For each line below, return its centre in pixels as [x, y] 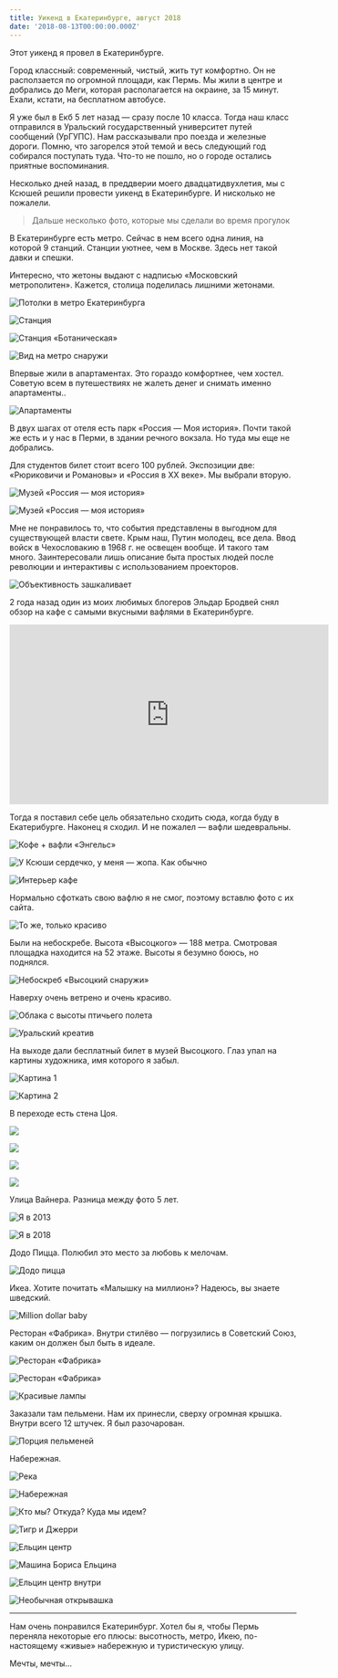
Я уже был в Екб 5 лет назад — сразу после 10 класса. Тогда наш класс [149, 117]
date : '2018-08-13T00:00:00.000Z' [75, 26]
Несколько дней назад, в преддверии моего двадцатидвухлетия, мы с [147, 183]
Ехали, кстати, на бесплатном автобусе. [88, 99]
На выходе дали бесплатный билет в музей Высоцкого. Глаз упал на [143, 1050]
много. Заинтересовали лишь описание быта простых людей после [142, 557]
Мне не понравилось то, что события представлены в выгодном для [143, 528]
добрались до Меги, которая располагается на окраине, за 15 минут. [144, 89]
